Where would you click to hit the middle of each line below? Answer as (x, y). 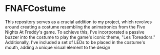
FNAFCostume (35, 8)
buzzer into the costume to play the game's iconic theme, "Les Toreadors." (80, 37)
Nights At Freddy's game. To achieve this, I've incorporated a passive (75, 32)
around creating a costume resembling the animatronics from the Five (75, 27)
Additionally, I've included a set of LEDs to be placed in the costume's (75, 42)
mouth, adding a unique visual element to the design (58, 47)
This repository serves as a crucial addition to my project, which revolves (79, 22)
